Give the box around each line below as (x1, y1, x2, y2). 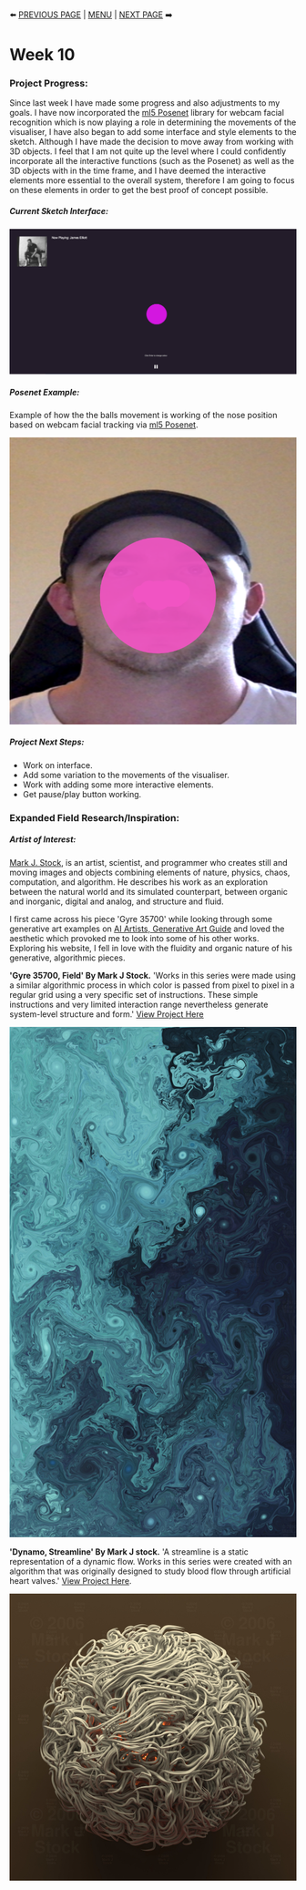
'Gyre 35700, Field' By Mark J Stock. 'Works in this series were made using (9, 970, 296, 981)
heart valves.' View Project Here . (9, 1575, 132, 1586)
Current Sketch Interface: (9, 206, 109, 217)
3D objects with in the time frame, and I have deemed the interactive (9, 165, 267, 177)
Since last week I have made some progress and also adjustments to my (9, 98, 280, 108)
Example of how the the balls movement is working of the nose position (9, 409, 278, 420)
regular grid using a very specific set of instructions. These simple (9, 989, 259, 1000)
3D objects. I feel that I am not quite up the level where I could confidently (9, 146, 287, 157)
